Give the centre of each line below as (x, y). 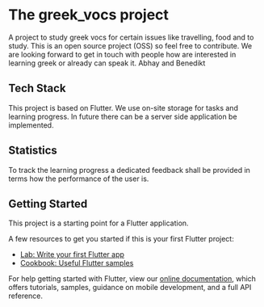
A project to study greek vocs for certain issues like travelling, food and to (131, 37)
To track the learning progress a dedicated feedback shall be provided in (129, 170)
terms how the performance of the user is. (79, 179)
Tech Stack (37, 88)
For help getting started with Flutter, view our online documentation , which (132, 279)
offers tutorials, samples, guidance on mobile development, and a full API (130, 288)
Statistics (33, 151)
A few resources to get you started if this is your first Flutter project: (121, 239)
